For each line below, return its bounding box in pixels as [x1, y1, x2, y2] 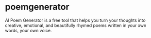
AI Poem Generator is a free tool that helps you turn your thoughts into [5, 17, 146, 23]
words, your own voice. [5, 27, 52, 33]
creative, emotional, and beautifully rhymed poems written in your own [5, 22, 147, 28]
